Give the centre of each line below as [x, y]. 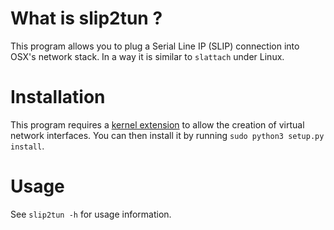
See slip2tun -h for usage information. [91, 214]
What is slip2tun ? [86, 18]
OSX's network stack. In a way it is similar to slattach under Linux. [147, 56]
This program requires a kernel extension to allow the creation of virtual [157, 124]
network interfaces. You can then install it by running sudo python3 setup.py [167, 135]
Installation [58, 97]
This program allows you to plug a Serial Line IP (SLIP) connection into [155, 46]
